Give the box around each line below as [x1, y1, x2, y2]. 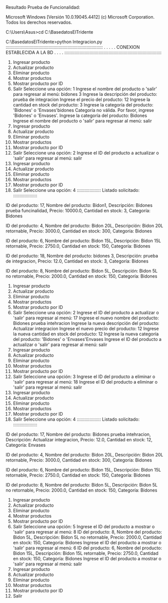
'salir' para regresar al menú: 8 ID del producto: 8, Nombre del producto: [12, 529, 162, 535]
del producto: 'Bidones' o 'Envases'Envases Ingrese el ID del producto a [12, 336, 162, 342]
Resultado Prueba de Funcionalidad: [5, 5, 80, 10]
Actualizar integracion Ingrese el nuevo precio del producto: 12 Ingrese [12, 326, 159, 331]
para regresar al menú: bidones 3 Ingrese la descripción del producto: [12, 91, 157, 97]
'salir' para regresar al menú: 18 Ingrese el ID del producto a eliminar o [12, 379, 158, 385]
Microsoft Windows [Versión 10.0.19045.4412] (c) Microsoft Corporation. [5, 14, 154, 20]
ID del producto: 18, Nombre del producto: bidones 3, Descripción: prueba [5, 253, 158, 259]
